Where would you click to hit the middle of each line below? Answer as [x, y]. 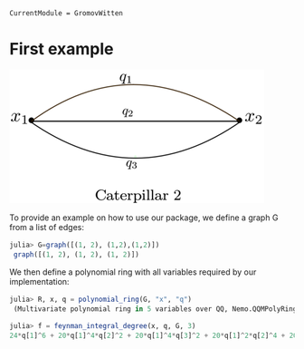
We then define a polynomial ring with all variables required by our [133, 272]
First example [62, 49]
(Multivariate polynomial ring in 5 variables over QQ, [121, 309]
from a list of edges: [47, 227]
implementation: [39, 281]
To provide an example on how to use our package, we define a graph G [144, 218]
